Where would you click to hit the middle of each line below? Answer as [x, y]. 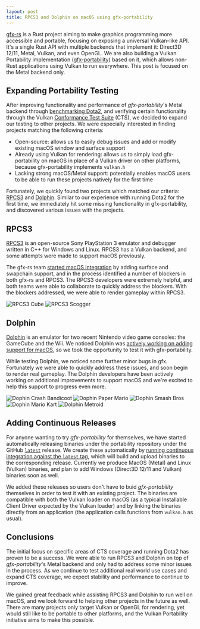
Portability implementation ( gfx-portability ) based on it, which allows [90, 59]
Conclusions [30, 537]
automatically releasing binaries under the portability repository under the [96, 444]
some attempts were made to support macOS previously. [76, 256]
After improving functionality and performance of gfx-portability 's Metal [94, 105]
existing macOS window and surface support [70, 148]
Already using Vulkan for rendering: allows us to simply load [88, 155]
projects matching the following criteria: [55, 130]
